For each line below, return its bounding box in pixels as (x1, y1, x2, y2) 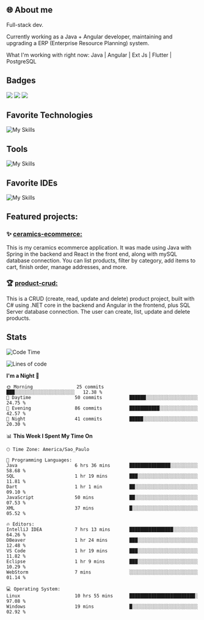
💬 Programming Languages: (6, 457, 72, 463)
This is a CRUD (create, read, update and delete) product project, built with (6, 295, 195, 303)
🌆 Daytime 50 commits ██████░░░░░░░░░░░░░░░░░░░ (6, 394, 199, 400)
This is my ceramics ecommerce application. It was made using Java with (6, 243, 192, 251)
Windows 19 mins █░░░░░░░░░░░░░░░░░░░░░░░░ (6, 604, 199, 610)
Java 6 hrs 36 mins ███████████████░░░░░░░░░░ (6, 462, 199, 469)
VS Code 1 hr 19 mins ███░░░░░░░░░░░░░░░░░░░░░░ (6, 547, 199, 554)
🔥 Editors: (6, 521, 35, 527)
